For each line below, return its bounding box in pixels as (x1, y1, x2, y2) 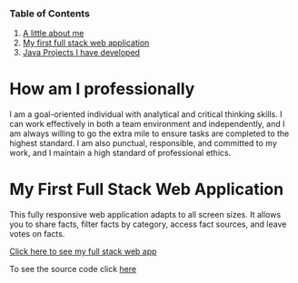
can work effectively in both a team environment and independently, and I (9, 119, 285, 130)
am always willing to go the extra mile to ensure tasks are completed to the (9, 128, 290, 139)
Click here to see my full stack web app (9, 246, 157, 257)
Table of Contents (9, 7, 91, 20)
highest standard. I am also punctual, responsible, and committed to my (9, 138, 277, 149)
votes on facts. (9, 229, 65, 239)
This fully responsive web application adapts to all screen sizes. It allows (9, 210, 282, 220)
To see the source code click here (9, 264, 137, 275)
